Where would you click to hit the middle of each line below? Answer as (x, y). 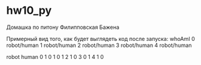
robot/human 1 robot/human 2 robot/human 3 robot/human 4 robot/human (99, 45)
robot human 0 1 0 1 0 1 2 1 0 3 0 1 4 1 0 (55, 57)
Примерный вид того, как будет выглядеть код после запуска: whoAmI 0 (101, 39)
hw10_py (29, 11)
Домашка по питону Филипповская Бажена (63, 27)
